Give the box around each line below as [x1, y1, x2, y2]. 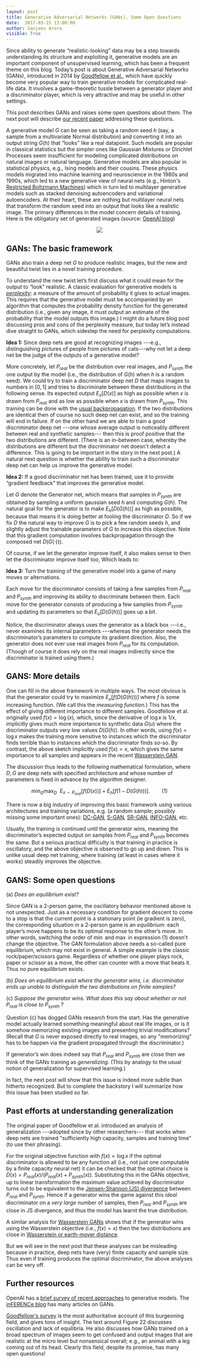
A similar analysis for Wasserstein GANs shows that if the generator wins [6, 1218, 184, 1226]
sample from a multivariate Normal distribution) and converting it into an [6, 133, 182, 140]
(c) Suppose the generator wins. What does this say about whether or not [6, 995, 187, 1002]
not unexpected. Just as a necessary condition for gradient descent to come [6, 909, 193, 916]
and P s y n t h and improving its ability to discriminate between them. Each [6, 593, 180, 601]
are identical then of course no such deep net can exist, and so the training [6, 411, 190, 418]
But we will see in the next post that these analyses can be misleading [6, 1243, 177, 1250]
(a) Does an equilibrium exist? [6, 891, 79, 898]
